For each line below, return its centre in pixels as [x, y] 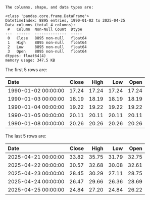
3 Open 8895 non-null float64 [47, 52]
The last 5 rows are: [26, 136]
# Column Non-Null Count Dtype [45, 29]
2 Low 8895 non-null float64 [47, 47]
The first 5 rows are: [26, 70]
